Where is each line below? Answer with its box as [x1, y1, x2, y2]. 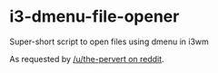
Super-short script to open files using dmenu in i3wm [9, 36, 209, 47]
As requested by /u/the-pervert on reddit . [9, 53, 165, 64]
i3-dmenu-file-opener [9, 6, 180, 27]
